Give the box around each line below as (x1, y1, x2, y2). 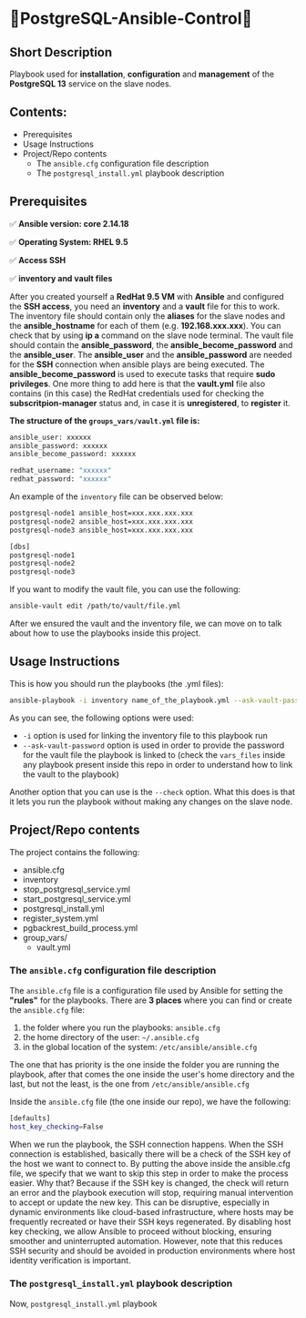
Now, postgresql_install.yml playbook (9, 1298, 158, 1309)
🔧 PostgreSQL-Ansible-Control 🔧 (9, 8, 253, 29)
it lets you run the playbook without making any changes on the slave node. (9, 796, 293, 807)
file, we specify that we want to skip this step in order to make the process (9, 1168, 289, 1179)
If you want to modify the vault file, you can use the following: (9, 584, 241, 595)
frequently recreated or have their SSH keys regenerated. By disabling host (9, 1216, 291, 1227)
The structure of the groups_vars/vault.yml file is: (9, 414, 200, 426)
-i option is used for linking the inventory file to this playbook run (22, 730, 269, 741)
